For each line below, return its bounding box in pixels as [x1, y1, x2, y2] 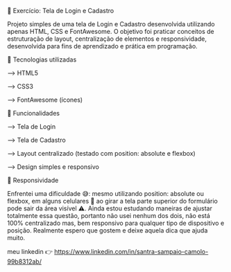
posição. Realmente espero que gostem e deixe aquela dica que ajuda [7, 226, 208, 235]
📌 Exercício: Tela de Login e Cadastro [7, 7, 114, 15]
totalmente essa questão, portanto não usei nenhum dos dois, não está [7, 212, 210, 219]
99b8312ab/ [7, 257, 42, 266]
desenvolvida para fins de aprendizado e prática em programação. [7, 42, 198, 50]
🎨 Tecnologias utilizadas [7, 55, 77, 64]
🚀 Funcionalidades [7, 109, 60, 117]
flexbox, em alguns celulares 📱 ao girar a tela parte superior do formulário [7, 197, 219, 205]
